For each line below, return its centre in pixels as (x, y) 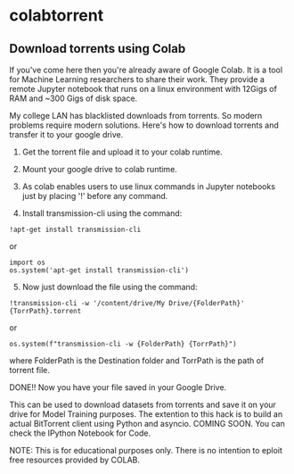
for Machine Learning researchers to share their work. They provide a (137, 79)
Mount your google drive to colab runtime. (100, 169)
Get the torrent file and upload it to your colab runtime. (122, 152)
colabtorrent (57, 16)
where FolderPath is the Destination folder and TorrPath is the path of (137, 361)
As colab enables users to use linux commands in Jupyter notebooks (149, 187)
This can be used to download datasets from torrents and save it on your (143, 404)
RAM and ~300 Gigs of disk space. (73, 98)
